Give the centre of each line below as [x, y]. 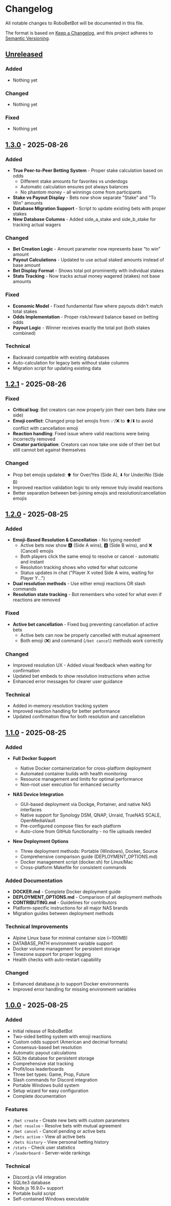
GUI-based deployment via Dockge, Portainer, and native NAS [86, 804]
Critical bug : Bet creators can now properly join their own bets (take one [89, 410]
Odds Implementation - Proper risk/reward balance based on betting [86, 316]
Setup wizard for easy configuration [50, 1091]
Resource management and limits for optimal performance [82, 779]
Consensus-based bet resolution [47, 1047]
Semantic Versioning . [28, 38]
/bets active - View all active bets [49, 1137]
